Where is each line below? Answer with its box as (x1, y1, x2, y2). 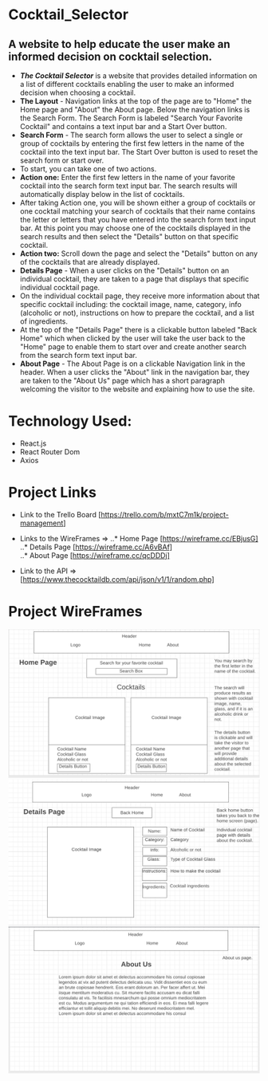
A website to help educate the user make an (8, 37, 231, 51)
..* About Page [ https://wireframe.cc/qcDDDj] (19, 550, 170, 560)
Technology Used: (8, 412, 132, 430)
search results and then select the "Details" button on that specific (19, 232, 239, 241)
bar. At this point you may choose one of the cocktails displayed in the (19, 223, 251, 233)
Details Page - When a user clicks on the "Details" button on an (19, 265, 230, 275)
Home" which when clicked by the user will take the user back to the (19, 333, 246, 343)
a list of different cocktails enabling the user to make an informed (19, 80, 235, 88)
